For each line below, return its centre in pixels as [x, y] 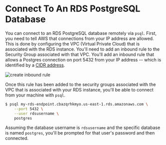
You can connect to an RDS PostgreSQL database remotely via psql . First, [81, 33]
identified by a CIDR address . [35, 65]
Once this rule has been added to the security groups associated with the [81, 84]
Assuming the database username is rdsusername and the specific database [83, 127]
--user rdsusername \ [36, 113]
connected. [17, 138]
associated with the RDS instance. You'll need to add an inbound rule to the [83, 49]
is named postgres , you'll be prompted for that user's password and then [80, 133]
